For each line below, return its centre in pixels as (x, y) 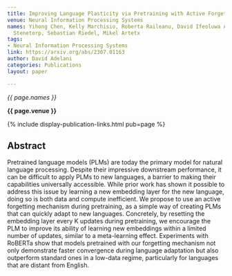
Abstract (27, 146)
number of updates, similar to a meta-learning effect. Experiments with (108, 236)
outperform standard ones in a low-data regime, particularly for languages (113, 258)
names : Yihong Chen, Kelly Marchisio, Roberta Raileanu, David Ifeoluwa (114, 26)
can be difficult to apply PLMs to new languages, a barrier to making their (112, 177)
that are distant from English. (48, 265)
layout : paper (28, 71)
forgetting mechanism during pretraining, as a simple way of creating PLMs (114, 206)
